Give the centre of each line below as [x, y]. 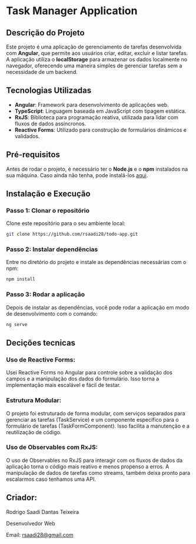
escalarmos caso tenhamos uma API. [51, 479]
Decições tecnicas [41, 343]
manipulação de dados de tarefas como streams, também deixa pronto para [98, 473]
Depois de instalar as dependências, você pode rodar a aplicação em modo [98, 307]
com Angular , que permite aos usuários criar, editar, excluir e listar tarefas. [97, 53]
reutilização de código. [34, 432]
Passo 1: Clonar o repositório [48, 210]
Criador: [21, 498]
